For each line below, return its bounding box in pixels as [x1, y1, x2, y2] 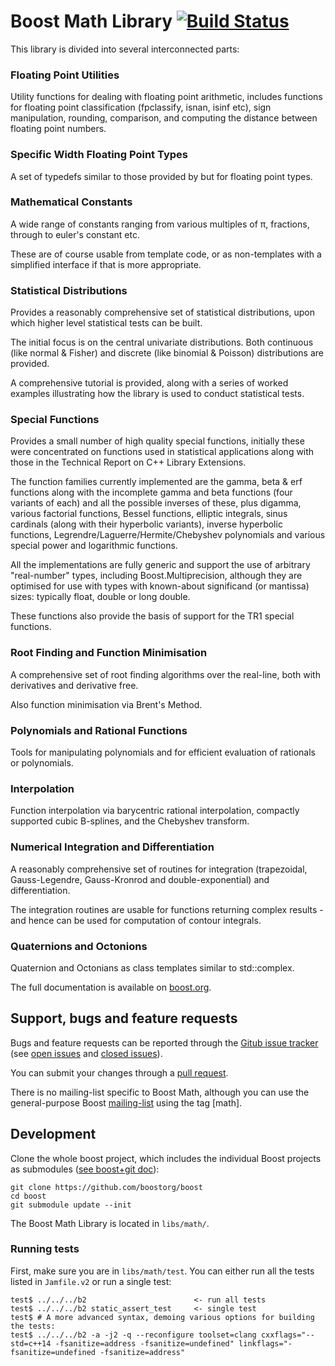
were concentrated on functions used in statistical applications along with [10, 446, 315, 458]
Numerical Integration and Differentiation [10, 840, 215, 854]
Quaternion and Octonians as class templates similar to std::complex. [10, 961, 295, 974]
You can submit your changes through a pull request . [10, 1066, 229, 1079]
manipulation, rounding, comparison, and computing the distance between [10, 112, 318, 124]
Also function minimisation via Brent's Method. [10, 698, 203, 710]
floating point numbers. [10, 123, 107, 135]
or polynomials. [10, 757, 74, 769]
